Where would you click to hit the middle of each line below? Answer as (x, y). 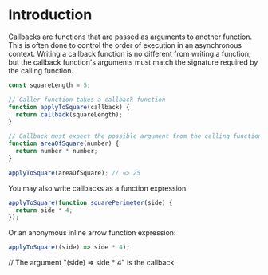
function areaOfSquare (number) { (64, 144)
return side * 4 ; (44, 210)
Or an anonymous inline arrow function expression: (92, 233)
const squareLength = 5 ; (49, 85)
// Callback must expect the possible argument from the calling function (135, 136)
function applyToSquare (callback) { (69, 107)
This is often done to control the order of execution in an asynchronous (125, 45)
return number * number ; (57, 151)
